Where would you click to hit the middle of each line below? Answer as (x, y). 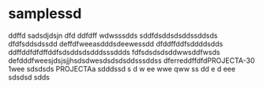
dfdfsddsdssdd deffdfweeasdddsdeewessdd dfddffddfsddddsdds (116, 43)
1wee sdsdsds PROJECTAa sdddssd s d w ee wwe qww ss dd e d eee (122, 68)
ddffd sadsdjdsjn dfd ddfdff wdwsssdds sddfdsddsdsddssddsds (113, 35)
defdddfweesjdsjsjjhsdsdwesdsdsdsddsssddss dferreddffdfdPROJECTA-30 (131, 60)
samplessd (45, 14)
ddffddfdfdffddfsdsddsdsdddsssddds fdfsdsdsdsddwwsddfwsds (114, 52)
